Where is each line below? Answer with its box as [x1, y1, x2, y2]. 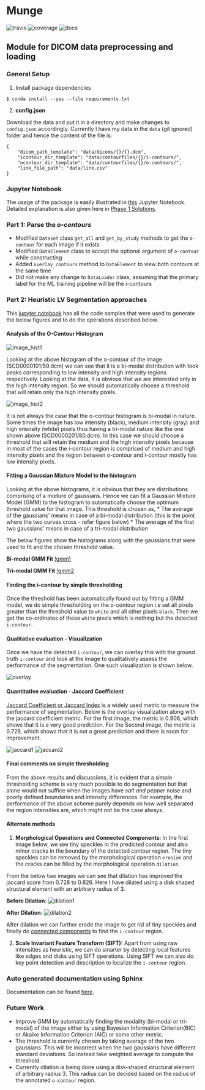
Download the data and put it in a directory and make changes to [6, 118, 170, 126]
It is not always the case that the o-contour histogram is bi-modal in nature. [6, 412, 196, 419]
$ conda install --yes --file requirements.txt [6, 96, 130, 102]
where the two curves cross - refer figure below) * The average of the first [6, 518, 195, 526]
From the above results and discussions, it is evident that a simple [6, 773, 173, 781]
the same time [15, 267, 51, 274]
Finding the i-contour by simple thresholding [6, 581, 122, 588]
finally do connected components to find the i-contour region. [6, 927, 163, 934]
